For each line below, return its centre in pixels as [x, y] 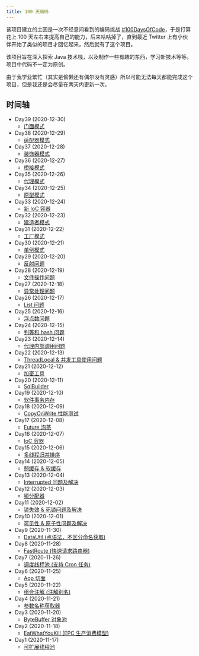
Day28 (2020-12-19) [40, 270]
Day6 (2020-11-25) [38, 571]
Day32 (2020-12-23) [40, 216]
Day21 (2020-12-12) [39, 366]
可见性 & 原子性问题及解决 [55, 524]
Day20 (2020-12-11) [39, 380]
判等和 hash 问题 [44, 332]
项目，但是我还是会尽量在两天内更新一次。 [58, 84]
